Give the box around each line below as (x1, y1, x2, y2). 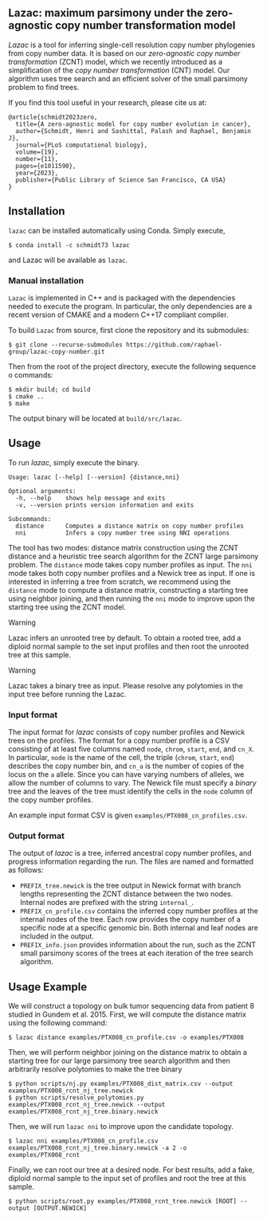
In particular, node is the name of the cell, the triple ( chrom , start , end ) (8, 753, 235, 762)
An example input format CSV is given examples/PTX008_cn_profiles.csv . (8, 810, 248, 820)
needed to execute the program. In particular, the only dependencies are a (8, 301, 253, 311)
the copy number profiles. (8, 795, 93, 805)
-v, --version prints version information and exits (15, 501, 194, 509)
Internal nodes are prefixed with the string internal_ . (19, 898, 194, 907)
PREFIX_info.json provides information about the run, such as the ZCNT (19, 940, 257, 950)
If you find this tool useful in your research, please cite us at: (8, 97, 207, 107)
